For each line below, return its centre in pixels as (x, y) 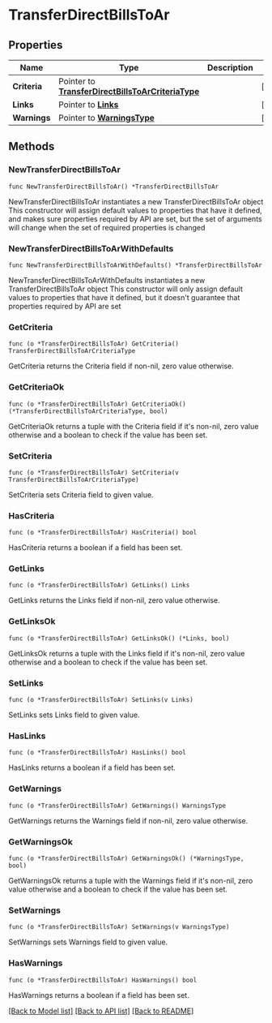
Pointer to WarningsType (106, 118)
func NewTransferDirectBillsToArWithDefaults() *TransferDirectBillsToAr (136, 265)
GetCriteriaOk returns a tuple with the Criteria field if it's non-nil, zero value (134, 426)
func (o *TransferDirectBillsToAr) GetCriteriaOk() (97, 404)
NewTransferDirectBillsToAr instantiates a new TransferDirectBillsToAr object (136, 201)
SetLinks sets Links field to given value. (74, 715)
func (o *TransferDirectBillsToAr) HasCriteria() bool (103, 533)
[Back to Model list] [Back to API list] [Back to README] (101, 1011)
